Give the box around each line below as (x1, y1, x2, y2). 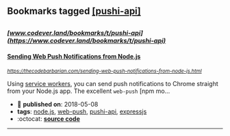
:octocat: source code (16, 114, 80, 122)
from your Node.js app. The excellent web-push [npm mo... (7, 87, 170, 95)
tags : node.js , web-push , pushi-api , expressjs (16, 107, 147, 115)
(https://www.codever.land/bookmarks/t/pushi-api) (7, 36, 166, 45)
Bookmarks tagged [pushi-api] (7, 5, 142, 17)
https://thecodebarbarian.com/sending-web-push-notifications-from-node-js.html (7, 68, 202, 74)
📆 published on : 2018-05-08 (16, 100, 99, 108)
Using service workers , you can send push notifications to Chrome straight (7, 79, 219, 87)
